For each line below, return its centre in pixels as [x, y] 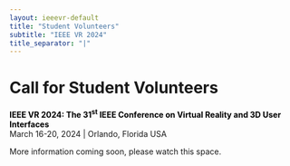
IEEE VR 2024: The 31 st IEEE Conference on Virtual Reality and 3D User [145, 114]
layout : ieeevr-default [54, 18]
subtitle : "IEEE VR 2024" [58, 34]
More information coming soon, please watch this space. [116, 151]
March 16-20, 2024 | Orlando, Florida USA [88, 133]
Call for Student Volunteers [114, 88]
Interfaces [29, 124]
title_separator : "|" [50, 43]
